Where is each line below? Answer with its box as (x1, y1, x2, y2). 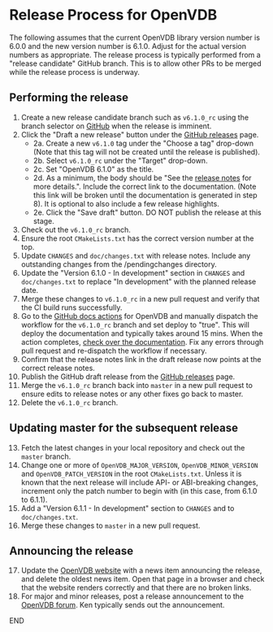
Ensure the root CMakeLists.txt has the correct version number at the (20, 233, 254, 243)
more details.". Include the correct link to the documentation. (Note (32, 181, 257, 191)
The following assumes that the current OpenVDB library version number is (9, 33, 261, 42)
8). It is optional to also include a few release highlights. (32, 198, 220, 208)
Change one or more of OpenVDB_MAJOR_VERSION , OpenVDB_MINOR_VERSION (20, 460, 258, 469)
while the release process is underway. (9, 67, 141, 76)
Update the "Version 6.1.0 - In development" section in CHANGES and (20, 268, 245, 277)
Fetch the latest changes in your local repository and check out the (20, 442, 245, 452)
